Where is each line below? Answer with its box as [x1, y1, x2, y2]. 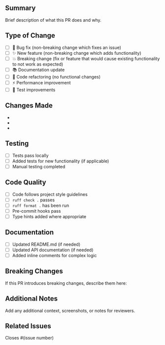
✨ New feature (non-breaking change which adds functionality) [12, 50, 141, 56]
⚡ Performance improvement [12, 79, 71, 85]
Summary [5, 4, 36, 12]
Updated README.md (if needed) [12, 241, 81, 247]
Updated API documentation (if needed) [12, 247, 94, 253]
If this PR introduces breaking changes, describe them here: [5, 280, 127, 286]
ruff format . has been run [12, 202, 69, 208]
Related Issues [5, 322, 51, 330]
